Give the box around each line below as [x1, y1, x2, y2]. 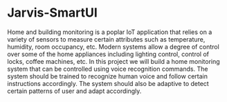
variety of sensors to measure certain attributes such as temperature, [7, 35, 206, 43]
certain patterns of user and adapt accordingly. [7, 87, 142, 95]
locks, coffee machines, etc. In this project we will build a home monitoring [7, 57, 220, 65]
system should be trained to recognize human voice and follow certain [7, 71, 208, 80]
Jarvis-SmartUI [7, 5, 98, 21]
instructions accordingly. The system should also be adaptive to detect [7, 79, 209, 87]
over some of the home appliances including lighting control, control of [7, 50, 210, 58]
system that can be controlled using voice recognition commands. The [7, 65, 208, 73]
